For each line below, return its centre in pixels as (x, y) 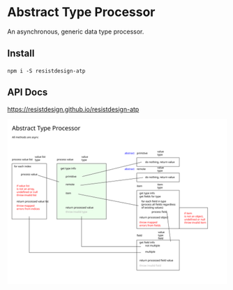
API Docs (28, 93)
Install (21, 53)
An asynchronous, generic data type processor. (76, 31)
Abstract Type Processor (81, 12)
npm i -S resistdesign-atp (46, 71)
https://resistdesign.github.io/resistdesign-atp (73, 109)
